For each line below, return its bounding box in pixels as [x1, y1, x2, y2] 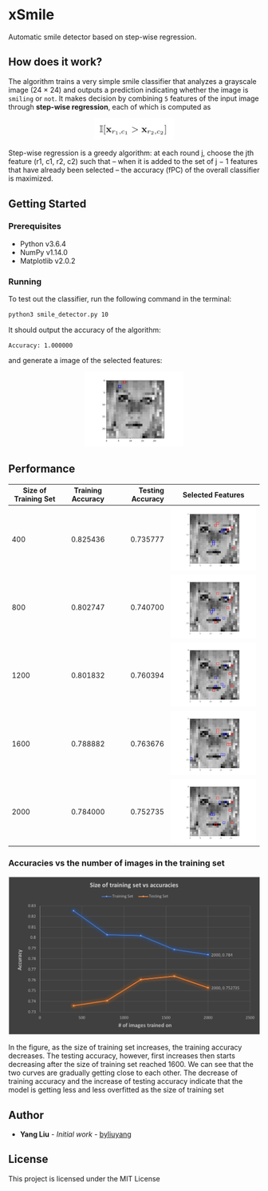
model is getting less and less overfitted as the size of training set [8, 1085, 225, 1095]
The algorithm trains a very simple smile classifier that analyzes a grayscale [8, 76, 257, 86]
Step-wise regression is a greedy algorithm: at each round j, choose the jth [8, 148, 254, 158]
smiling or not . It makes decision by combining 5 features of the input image [8, 94, 259, 103]
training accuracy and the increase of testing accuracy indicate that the [8, 1077, 243, 1086]
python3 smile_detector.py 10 [8, 310, 109, 319]
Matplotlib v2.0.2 [19, 256, 76, 266]
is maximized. [8, 174, 53, 183]
